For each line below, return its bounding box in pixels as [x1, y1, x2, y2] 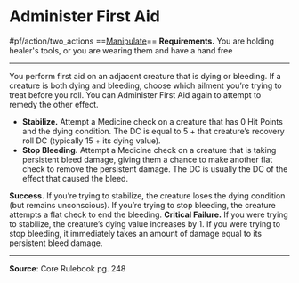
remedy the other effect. [9, 99, 99, 109]
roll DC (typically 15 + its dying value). [21, 135, 162, 146]
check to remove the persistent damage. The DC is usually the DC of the [21, 163, 288, 174]
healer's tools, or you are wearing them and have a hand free [9, 44, 233, 55]
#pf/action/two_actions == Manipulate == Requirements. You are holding [9, 36, 274, 46]
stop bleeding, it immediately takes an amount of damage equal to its [9, 228, 263, 239]
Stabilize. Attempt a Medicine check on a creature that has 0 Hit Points [21, 116, 283, 126]
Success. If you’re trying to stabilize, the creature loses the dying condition [9, 190, 286, 201]
